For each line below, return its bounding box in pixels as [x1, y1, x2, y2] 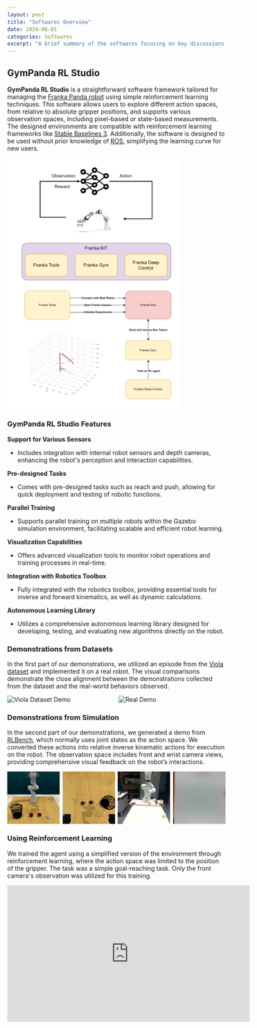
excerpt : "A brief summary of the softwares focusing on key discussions [7, 40, 225, 48]
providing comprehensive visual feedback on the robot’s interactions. [7, 758, 205, 766]
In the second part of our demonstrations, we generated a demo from [7, 728, 206, 737]
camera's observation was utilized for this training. [7, 871, 152, 880]
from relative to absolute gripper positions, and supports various [7, 107, 191, 116]
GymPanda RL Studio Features [7, 419, 112, 429]
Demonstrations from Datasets [7, 644, 113, 654]
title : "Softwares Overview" [7, 18, 91, 26]
